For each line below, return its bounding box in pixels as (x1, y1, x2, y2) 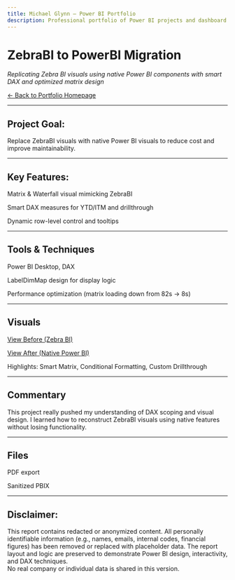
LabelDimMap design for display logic (7, 276, 116, 284)
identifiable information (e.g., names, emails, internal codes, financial (7, 534, 206, 544)
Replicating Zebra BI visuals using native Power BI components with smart (7, 70, 222, 79)
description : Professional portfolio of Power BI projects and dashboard (7, 17, 227, 24)
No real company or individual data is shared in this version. (7, 565, 180, 573)
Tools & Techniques (7, 243, 95, 256)
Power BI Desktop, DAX (7, 262, 75, 271)
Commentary (7, 389, 66, 401)
